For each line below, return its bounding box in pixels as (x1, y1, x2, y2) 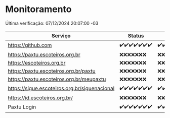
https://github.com (8, 42, 52, 49)
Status (127, 32, 144, 39)
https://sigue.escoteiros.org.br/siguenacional (8, 85, 115, 92)
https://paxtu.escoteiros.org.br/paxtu (8, 67, 96, 74)
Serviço (51, 32, 71, 39)
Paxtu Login (8, 103, 36, 110)
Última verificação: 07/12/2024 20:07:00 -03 (5, 20, 99, 26)
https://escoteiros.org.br (8, 59, 66, 66)
